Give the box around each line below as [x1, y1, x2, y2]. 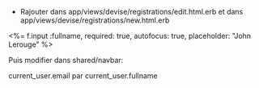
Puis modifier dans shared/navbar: [8, 56, 124, 65]
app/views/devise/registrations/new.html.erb [19, 15, 170, 25]
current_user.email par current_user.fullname [8, 71, 158, 80]
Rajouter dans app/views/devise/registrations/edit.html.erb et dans [19, 7, 244, 16]
